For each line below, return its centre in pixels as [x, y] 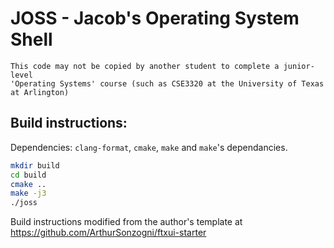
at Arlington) [40, 92]
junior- [299, 66]
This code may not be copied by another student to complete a [145, 66]
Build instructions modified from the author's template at [126, 222]
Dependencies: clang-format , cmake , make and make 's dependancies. [149, 147]
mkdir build [35, 165]
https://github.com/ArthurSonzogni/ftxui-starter [108, 233]
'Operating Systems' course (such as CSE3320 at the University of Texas [167, 83]
